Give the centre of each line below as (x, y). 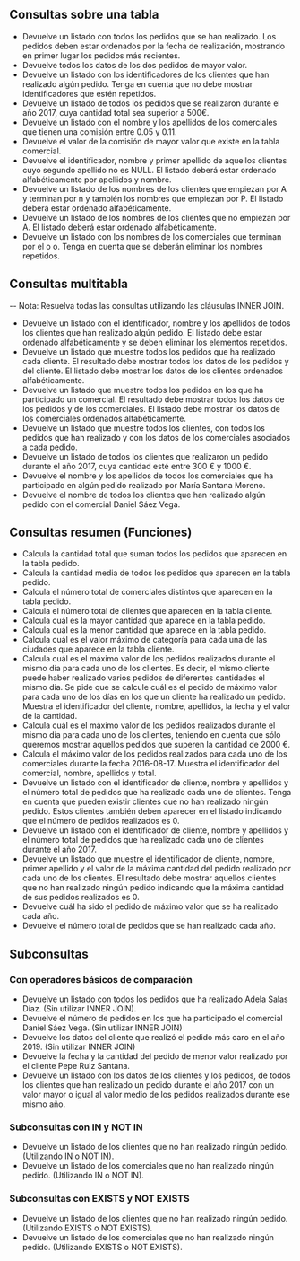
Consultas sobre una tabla (84, 15)
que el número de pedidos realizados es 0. (101, 821)
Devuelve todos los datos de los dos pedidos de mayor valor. (135, 65)
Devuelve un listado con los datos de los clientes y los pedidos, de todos (156, 1075)
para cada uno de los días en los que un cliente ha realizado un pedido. (154, 697)
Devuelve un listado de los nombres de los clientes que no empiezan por (156, 217)
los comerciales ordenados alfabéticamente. (104, 418)
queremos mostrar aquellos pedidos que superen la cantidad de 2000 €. (156, 745)
